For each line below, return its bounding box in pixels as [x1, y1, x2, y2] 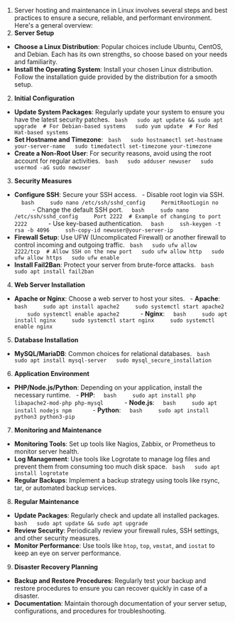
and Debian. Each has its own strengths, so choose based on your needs [13, 50, 228, 58]
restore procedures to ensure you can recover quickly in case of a [13, 584, 208, 592]
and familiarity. [13, 58, 58, 66]
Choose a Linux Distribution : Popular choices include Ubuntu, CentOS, [13, 43, 224, 50]
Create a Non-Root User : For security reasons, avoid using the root [13, 149, 212, 157]
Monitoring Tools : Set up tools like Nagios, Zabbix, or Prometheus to [13, 440, 216, 448]
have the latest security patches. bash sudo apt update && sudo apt [13, 115, 224, 124]
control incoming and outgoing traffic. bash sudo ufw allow [13, 241, 197, 249]
